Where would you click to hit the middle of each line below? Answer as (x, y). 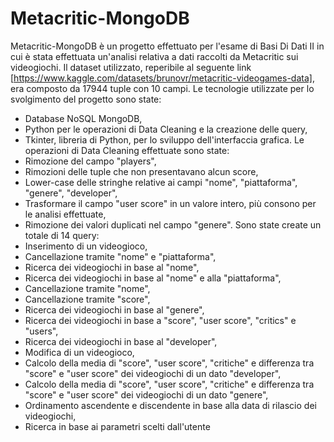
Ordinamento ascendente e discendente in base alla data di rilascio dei (170, 405)
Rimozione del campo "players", (90, 161)
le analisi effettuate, (65, 214)
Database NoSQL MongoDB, (83, 118)
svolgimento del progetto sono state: (86, 99)
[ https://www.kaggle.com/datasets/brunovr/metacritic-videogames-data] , (162, 78)
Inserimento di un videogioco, (86, 246)
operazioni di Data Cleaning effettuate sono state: (127, 150)
